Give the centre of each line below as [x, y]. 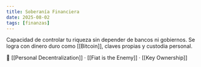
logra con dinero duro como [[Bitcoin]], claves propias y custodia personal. [100, 46]
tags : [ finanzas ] [28, 23]
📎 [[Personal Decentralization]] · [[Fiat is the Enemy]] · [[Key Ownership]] [97, 58]
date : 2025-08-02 [28, 17]
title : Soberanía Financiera [43, 12]
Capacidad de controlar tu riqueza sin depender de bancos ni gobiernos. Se [101, 40]
